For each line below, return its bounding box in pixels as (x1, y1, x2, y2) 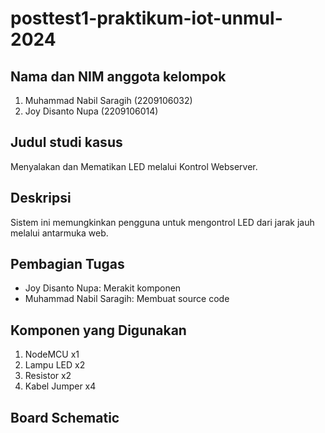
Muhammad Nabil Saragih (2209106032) (24, 95, 193, 106)
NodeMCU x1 (24, 348, 80, 361)
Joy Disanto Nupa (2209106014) (24, 105, 159, 117)
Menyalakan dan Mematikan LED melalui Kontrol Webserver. (10, 160, 258, 172)
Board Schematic (10, 409, 120, 426)
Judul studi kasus (10, 134, 123, 151)
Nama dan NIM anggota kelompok (10, 68, 227, 85)
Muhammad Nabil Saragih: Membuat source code (24, 293, 230, 305)
